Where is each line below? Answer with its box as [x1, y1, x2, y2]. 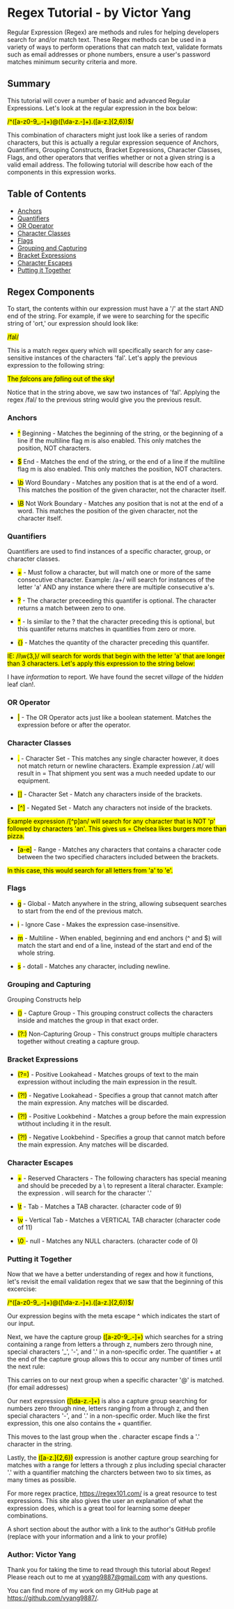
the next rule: [7, 1362, 45, 1371]
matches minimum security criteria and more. [7, 57, 138, 66]
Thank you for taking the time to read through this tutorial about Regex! [7, 1566, 211, 1574]
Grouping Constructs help [7, 995, 81, 1004]
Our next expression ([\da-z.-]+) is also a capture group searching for [7, 1397, 208, 1405]
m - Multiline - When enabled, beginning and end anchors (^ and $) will [17, 933, 222, 942]
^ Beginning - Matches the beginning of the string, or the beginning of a [17, 429, 224, 437]
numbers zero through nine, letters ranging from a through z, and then [7, 1404, 209, 1413]
